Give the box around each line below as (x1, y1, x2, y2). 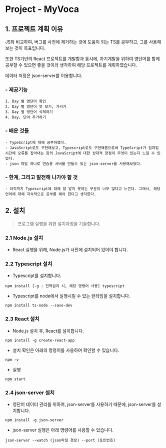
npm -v (5, 357, 19, 362)
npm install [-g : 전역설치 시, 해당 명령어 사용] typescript (5, 283, 125, 288)
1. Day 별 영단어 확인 (5, 99, 46, 104)
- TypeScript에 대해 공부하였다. (5, 140, 66, 145)
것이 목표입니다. (14, 45, 45, 51)
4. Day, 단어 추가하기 (5, 115, 46, 120)
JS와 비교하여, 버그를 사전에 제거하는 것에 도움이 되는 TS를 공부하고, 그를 (5, 39, 148, 44)
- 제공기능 (5, 86, 28, 93)
